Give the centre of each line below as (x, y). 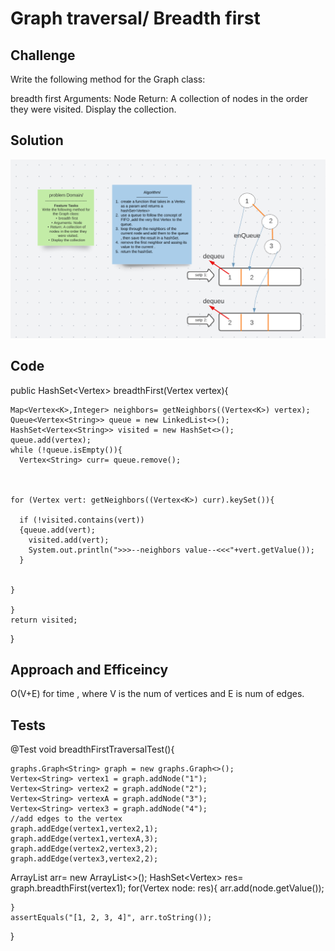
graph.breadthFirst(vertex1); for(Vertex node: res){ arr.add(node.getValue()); (167, 888)
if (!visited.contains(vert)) (82, 520)
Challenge (43, 55)
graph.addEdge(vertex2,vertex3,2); (84, 849)
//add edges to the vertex (66, 819)
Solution (37, 140)
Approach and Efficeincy (89, 669)
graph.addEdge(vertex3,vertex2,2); (84, 859)
